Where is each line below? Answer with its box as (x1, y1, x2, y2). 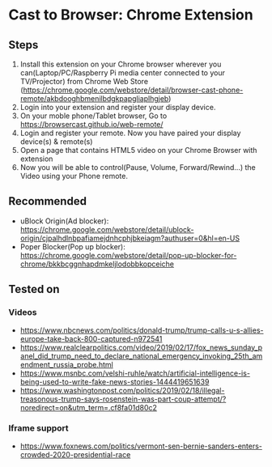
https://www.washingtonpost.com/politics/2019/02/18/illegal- (19, 385, 225, 395)
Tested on (8, 282, 60, 296)
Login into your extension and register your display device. (19, 103, 216, 112)
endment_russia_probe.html (19, 359, 113, 369)
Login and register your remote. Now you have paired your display (19, 128, 241, 138)
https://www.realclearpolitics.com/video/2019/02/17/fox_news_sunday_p (19, 342, 263, 352)
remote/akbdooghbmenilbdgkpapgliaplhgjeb (19, 94, 169, 103)
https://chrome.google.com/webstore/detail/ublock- (19, 224, 194, 234)
